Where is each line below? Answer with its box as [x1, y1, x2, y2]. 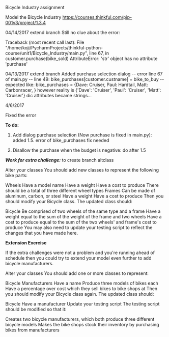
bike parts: [5, 173, 28, 178]
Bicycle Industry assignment [5, 5, 65, 10]
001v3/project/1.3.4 [5, 20, 46, 25]
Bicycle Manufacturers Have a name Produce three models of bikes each [5, 280, 159, 286]
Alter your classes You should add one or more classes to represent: [5, 270, 149, 276]
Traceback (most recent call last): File [5, 39, 84, 45]
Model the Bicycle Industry [5, 14, 62, 20]
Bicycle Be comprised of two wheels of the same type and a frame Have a [5, 208, 161, 214]
